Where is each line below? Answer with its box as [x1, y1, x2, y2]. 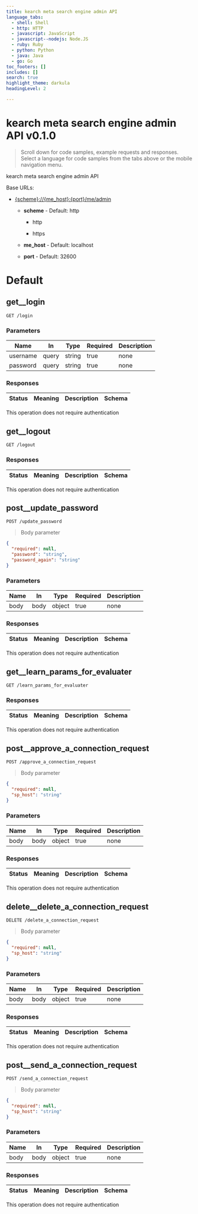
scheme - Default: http [23, 207, 80, 214]
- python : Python [11, 47, 54, 53]
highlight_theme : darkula [6, 80, 70, 86]
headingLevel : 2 [6, 86, 46, 92]
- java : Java [11, 53, 44, 59]
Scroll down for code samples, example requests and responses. [20, 149, 179, 156]
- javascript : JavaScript [11, 31, 76, 37]
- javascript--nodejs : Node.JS [11, 36, 89, 42]
